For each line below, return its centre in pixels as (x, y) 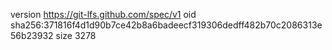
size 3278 (76, 35)
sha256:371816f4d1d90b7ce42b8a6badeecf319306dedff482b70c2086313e (166, 25)
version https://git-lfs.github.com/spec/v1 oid (103, 14)
